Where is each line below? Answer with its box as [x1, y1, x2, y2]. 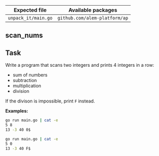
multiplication [12, 83, 41, 89]
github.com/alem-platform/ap [57, 15, 129, 21]
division [12, 88, 30, 94]
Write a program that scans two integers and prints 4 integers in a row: [5, 62, 154, 68]
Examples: [5, 108, 28, 114]
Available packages [68, 7, 118, 13]
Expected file [13, 7, 47, 13]
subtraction [12, 77, 37, 84]
